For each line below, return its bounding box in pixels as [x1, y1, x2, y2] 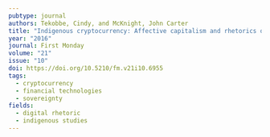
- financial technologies [15, 86, 103, 95]
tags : [8, 72, 27, 80]
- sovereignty [15, 94, 63, 102]
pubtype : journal [8, 11, 67, 20]
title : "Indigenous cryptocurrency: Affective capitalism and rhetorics [8, 27, 257, 35]
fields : [8, 102, 35, 110]
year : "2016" [8, 34, 52, 43]
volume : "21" [8, 49, 52, 57]
